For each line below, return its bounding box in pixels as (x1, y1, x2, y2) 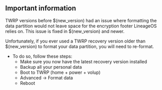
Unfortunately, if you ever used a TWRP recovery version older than (5, 38, 146, 44)
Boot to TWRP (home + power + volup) (20, 69, 101, 75)
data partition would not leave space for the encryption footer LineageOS (5, 23, 157, 29)
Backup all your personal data (20, 64, 82, 70)
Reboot (20, 80, 35, 86)
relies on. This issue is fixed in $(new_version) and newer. (5, 28, 125, 34)
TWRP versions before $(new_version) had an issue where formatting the (5, 17, 157, 23)
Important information (5, 4, 76, 13)
